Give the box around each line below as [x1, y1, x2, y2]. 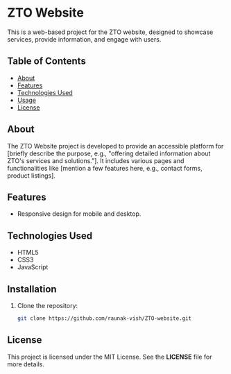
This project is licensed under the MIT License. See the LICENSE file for [7, 352, 212, 361]
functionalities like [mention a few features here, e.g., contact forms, [7, 164, 203, 172]
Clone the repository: [17, 302, 78, 309]
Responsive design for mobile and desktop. [17, 210, 142, 218]
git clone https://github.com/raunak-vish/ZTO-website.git [17, 315, 192, 322]
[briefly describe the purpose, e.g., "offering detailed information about [7, 149, 211, 158]
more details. [7, 359, 45, 368]
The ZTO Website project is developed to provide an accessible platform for [7, 142, 224, 150]
